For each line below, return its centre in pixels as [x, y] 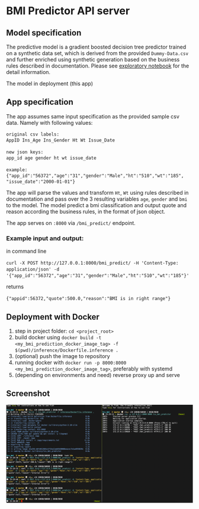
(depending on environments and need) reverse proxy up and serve [97, 375]
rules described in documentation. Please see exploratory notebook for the [98, 66]
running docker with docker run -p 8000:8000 [70, 362]
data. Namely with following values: [49, 123]
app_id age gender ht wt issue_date [51, 158]
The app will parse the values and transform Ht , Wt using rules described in [97, 192]
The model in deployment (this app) [50, 83]
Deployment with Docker [53, 317]
